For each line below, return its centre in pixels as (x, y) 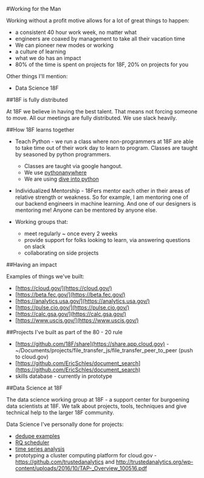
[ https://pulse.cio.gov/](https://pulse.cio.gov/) (72, 308)
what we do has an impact (48, 58)
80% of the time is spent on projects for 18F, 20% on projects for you (102, 64)
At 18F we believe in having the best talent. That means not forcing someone (102, 111)
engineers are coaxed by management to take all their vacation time (100, 39)
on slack (35, 246)
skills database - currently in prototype (63, 376)
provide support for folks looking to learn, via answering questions (107, 240)
